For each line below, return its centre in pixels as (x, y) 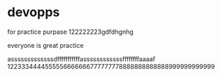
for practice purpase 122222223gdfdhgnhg (71, 32)
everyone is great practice (46, 45)
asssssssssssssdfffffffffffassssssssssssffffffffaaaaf (81, 59)
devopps (34, 12)
